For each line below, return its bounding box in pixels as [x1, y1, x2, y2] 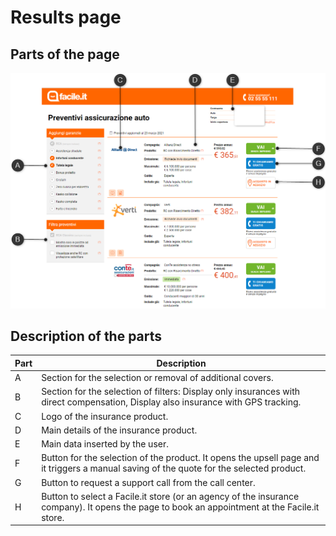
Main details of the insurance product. [41, 424, 198, 436]
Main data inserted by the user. [41, 438, 169, 450]
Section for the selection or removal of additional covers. [41, 372, 274, 384]
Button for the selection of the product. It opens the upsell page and [41, 452, 320, 464]
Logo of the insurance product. [41, 410, 169, 422]
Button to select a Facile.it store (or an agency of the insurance [41, 490, 300, 502]
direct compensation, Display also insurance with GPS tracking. [41, 396, 302, 408]
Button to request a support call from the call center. [41, 476, 256, 488]
